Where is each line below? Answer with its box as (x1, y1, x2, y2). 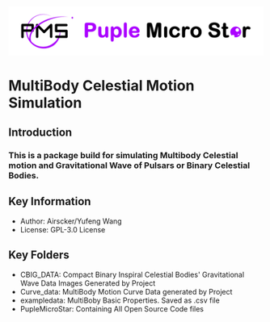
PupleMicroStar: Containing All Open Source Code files (19, 303, 205, 313)
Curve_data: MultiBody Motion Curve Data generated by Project (19, 286, 233, 296)
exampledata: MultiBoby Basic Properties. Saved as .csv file (19, 295, 220, 305)
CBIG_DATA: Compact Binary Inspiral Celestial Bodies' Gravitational (19, 270, 245, 279)
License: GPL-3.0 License (19, 224, 106, 234)
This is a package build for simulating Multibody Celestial (8, 149, 238, 161)
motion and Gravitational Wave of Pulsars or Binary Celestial (8, 160, 251, 171)
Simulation (8, 94, 82, 111)
